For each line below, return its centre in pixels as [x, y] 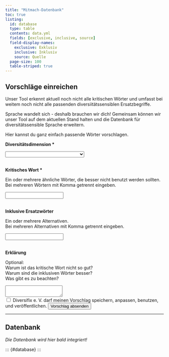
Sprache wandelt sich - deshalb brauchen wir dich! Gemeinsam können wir [83, 114]
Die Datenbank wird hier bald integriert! [46, 339]
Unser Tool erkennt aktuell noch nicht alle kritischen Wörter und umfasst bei [84, 98]
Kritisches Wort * [24, 170]
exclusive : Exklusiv [36, 47]
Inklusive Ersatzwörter [29, 211]
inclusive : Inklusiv [36, 52]
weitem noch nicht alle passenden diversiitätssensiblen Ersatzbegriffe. [78, 104]
